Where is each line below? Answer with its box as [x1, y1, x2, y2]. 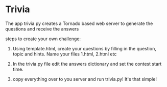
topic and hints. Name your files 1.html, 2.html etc [12, 51, 117, 57]
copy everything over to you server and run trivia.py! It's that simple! [12, 76, 157, 82]
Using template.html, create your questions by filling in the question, [12, 45, 157, 51]
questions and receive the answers [5, 25, 79, 32]
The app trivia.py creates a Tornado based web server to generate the [5, 20, 153, 26]
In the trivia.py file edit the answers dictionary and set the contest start [12, 61, 162, 67]
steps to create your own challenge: [5, 36, 81, 42]
